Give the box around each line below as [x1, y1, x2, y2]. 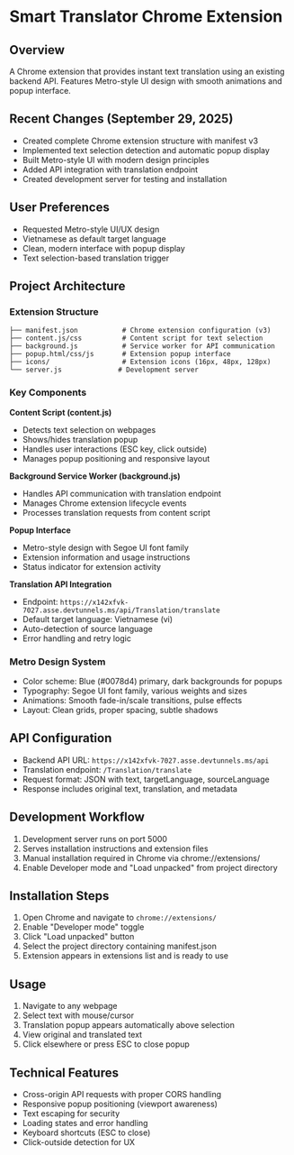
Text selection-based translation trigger [22, 252, 170, 263]
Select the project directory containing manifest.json [22, 940, 218, 952]
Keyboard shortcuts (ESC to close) [22, 1127, 151, 1138]
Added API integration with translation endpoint [22, 164, 199, 175]
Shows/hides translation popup [22, 434, 138, 445]
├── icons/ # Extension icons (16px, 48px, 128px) [9, 358, 272, 367]
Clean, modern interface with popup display [22, 243, 186, 253]
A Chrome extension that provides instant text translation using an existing [9, 66, 285, 77]
